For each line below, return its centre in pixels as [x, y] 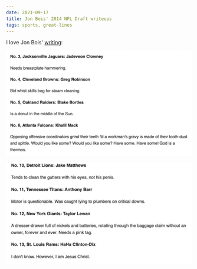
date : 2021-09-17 [27, 12]
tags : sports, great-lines [39, 25]
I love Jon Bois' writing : [35, 43]
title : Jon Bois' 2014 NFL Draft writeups [59, 19]
